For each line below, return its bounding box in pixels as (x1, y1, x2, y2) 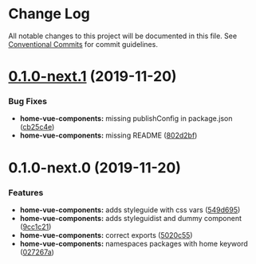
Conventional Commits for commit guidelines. (8, 39, 158, 49)
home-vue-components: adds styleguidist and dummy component (19, 213, 242, 223)
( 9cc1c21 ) (19, 222, 52, 231)
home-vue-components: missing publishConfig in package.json (19, 114, 233, 123)
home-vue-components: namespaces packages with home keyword (19, 239, 249, 248)
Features (8, 187, 44, 198)
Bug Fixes (8, 96, 48, 107)
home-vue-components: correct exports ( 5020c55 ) (19, 230, 193, 239)
